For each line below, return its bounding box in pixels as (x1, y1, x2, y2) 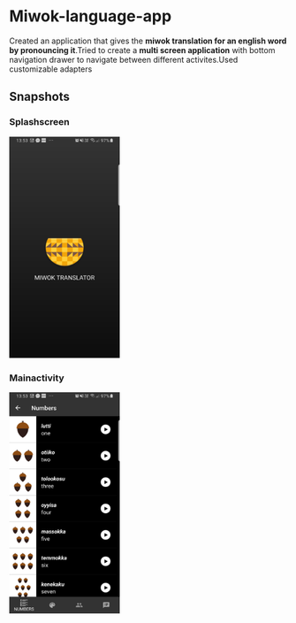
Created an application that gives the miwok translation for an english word (9, 35, 287, 46)
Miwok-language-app (9, 6, 172, 27)
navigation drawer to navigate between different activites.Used (9, 54, 239, 65)
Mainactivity (9, 372, 65, 384)
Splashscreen (9, 116, 71, 128)
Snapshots (9, 89, 71, 104)
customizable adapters (9, 64, 93, 74)
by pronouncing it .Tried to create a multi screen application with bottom (9, 44, 276, 55)
